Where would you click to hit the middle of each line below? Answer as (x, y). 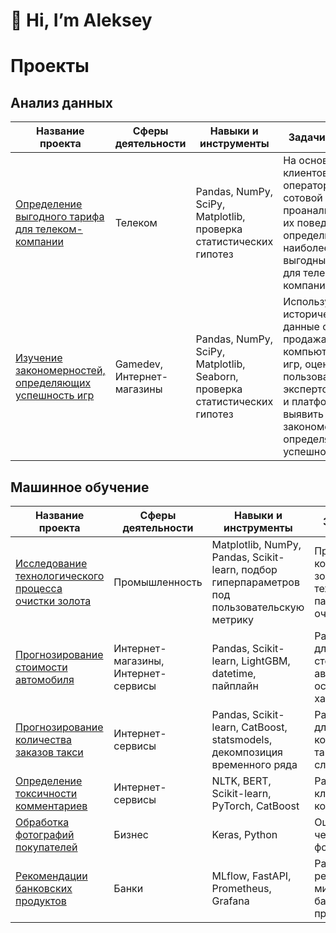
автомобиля (45, 679)
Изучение (39, 358)
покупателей (46, 847)
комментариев (51, 806)
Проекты (50, 66)
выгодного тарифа (60, 217)
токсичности (46, 793)
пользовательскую (258, 607)
